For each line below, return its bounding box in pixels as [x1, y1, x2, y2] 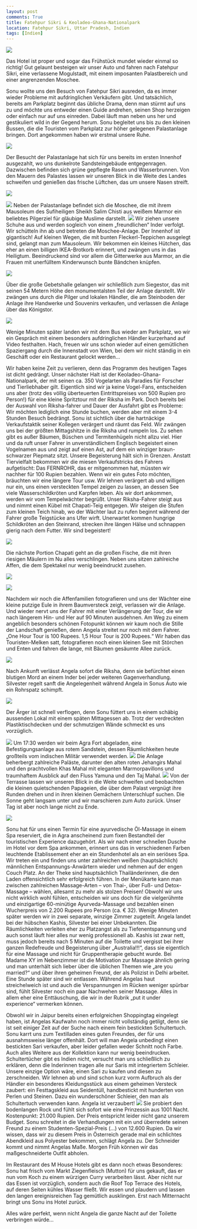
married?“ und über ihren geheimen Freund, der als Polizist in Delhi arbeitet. [6, 969, 189, 977]
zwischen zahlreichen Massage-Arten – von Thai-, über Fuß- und [6, 882, 164, 889]
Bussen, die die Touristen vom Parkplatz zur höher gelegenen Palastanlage [6, 125, 188, 132]
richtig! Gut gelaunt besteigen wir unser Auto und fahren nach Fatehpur [6, 64, 179, 71]
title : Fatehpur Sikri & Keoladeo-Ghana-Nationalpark [6, 19, 141, 25]
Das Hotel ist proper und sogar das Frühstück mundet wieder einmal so [6, 58, 179, 65]
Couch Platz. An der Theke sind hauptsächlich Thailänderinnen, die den [6, 870, 179, 877]
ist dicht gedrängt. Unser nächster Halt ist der [6, 371, 117, 378]
